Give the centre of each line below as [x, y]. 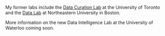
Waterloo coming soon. [30, 28]
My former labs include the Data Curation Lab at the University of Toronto [83, 7]
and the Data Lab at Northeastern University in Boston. [63, 13]
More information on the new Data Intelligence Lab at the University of [79, 23]
